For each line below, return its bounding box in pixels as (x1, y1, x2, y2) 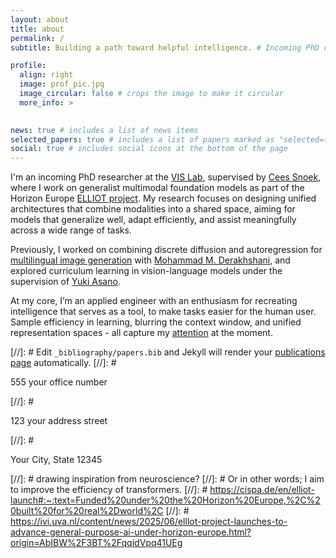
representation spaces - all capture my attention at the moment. (10, 327, 273, 339)
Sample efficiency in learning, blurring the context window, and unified (10, 316, 302, 328)
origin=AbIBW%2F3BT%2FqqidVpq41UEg (10, 537, 183, 549)
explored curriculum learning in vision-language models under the (10, 265, 283, 277)
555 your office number (10, 376, 108, 388)
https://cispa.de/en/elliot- (209, 484, 315, 496)
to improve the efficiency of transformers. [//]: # (10, 484, 208, 496)
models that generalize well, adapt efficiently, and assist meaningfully (10, 214, 297, 226)
